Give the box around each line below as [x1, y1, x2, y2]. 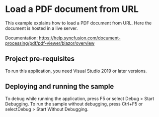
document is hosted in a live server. [5, 25, 78, 31]
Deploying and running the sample [5, 82, 114, 91]
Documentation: [5, 35, 38, 41]
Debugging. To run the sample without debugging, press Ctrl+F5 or [5, 101, 143, 107]
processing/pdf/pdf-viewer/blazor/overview [5, 40, 95, 46]
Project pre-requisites [5, 55, 75, 63]
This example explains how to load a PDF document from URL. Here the [5, 20, 152, 26]
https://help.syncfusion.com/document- [39, 35, 121, 41]
